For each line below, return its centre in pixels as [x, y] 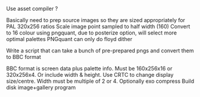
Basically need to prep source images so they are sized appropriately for [96, 20]
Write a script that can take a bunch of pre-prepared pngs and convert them [100, 51]
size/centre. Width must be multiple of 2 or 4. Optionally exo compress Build [100, 81]
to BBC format [24, 57]
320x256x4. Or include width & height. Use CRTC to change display [90, 75]
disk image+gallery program [41, 87]
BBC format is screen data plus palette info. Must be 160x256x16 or [89, 68]
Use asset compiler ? [32, 9]
